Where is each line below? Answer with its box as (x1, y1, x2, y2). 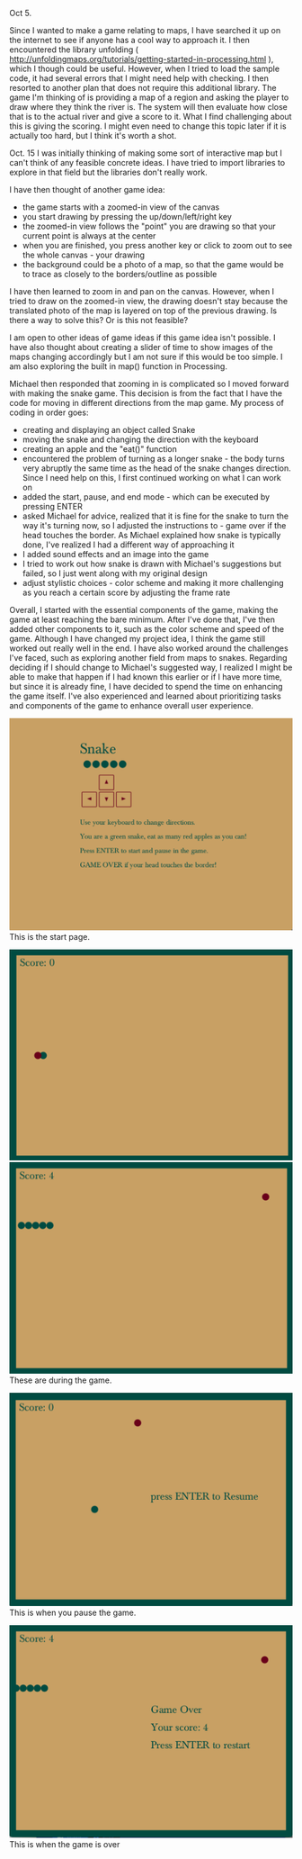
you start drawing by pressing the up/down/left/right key (22, 212, 232, 221)
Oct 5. (9, 8, 32, 18)
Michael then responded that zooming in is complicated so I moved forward (9, 378, 289, 389)
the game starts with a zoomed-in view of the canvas (22, 202, 220, 212)
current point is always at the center (22, 230, 156, 241)
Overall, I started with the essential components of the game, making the (9, 605, 279, 615)
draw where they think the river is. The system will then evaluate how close (9, 102, 288, 112)
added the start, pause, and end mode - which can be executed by (22, 492, 271, 502)
